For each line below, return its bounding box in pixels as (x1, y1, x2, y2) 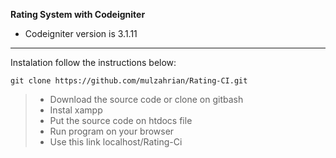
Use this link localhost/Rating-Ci (49, 136, 183, 148)
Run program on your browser (49, 125, 175, 137)
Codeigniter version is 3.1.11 (24, 28, 138, 39)
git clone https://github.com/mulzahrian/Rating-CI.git (10, 76, 248, 86)
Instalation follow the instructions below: (10, 57, 177, 68)
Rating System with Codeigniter (10, 9, 146, 20)
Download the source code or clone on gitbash (49, 94, 244, 105)
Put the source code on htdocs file (49, 115, 193, 126)
